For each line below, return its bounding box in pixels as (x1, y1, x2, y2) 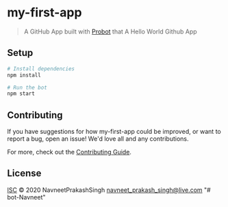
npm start (7, 90, 36, 97)
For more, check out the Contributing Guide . (7, 148, 132, 156)
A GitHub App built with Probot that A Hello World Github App (23, 27, 197, 36)
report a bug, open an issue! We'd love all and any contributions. (7, 135, 190, 143)
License (7, 167, 42, 179)
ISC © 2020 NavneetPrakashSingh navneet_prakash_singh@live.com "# (7, 186, 211, 194)
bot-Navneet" (7, 193, 46, 201)
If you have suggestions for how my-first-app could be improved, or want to (7, 128, 221, 136)
